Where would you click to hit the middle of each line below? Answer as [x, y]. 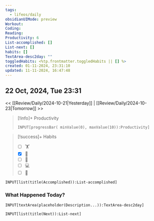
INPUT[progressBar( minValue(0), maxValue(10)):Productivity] [83, 127]
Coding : [13, 29]
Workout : [14, 24]
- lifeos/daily [25, 15]
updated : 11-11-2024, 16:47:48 [38, 71]
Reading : [14, 33]
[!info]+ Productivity [38, 118]
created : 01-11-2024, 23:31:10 [38, 66]
